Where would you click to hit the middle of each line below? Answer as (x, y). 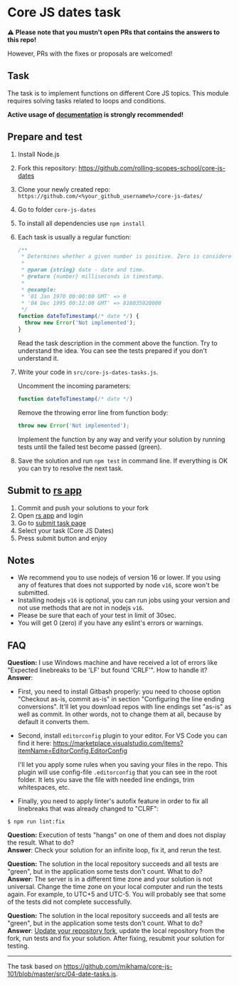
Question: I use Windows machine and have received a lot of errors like (113, 663)
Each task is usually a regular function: (74, 237)
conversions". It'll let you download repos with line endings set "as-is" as (124, 707)
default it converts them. (54, 722)
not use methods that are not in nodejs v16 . (81, 608)
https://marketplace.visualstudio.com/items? (118, 743)
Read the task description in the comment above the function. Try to (118, 343)
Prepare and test (45, 137)
